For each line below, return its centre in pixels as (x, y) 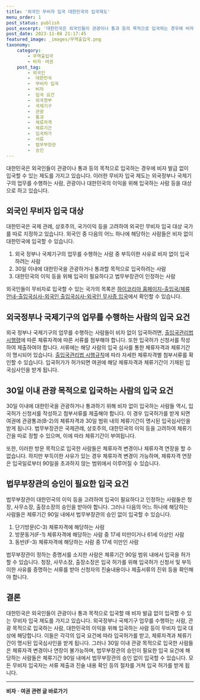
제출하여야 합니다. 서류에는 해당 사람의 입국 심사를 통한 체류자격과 (93, 348)
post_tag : (29, 67)
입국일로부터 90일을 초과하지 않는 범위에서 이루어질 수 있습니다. (86, 463)
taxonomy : (18, 45)
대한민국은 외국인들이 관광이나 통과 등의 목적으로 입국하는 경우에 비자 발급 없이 (98, 168)
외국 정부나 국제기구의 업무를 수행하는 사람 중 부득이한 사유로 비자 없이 (96, 254)
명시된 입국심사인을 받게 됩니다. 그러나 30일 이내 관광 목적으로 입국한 (97, 643)
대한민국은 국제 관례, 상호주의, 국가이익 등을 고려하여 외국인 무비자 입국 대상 (94, 227)
